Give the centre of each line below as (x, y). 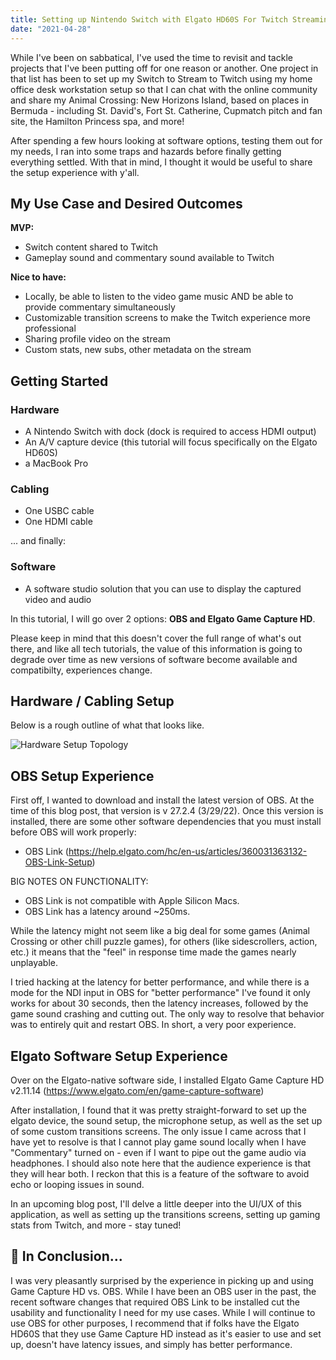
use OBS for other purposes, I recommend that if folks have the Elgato (155, 1323)
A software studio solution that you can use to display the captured (163, 588)
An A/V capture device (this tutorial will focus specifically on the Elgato (171, 442)
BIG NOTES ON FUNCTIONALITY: (79, 882)
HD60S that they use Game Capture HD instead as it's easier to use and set (166, 1333)
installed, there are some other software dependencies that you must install (166, 822)
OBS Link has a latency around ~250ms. (107, 912)
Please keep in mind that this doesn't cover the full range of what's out (156, 638)
